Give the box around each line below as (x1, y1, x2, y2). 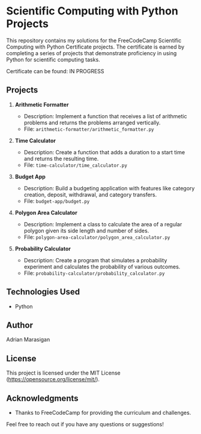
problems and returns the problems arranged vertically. (23, 119, 161, 126)
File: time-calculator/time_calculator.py (23, 161, 128, 169)
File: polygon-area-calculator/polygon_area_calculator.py (23, 233, 170, 241)
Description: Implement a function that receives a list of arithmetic (23, 112, 187, 119)
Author (6, 320, 33, 330)
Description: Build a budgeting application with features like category (23, 184, 195, 191)
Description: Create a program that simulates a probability (23, 256, 167, 264)
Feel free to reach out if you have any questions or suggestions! (6, 421, 164, 427)
